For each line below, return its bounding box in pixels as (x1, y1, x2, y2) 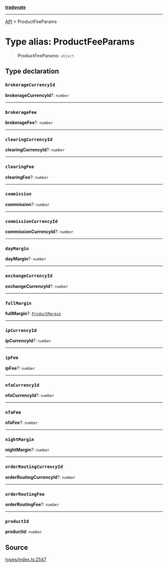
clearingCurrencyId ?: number (5, 147, 65, 153)
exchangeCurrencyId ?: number (5, 283, 68, 289)
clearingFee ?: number (5, 174, 49, 180)
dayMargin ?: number (5, 256, 46, 262)
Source (5, 543, 28, 551)
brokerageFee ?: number (5, 119, 53, 125)
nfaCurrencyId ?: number (5, 392, 54, 398)
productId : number (5, 528, 42, 534)
